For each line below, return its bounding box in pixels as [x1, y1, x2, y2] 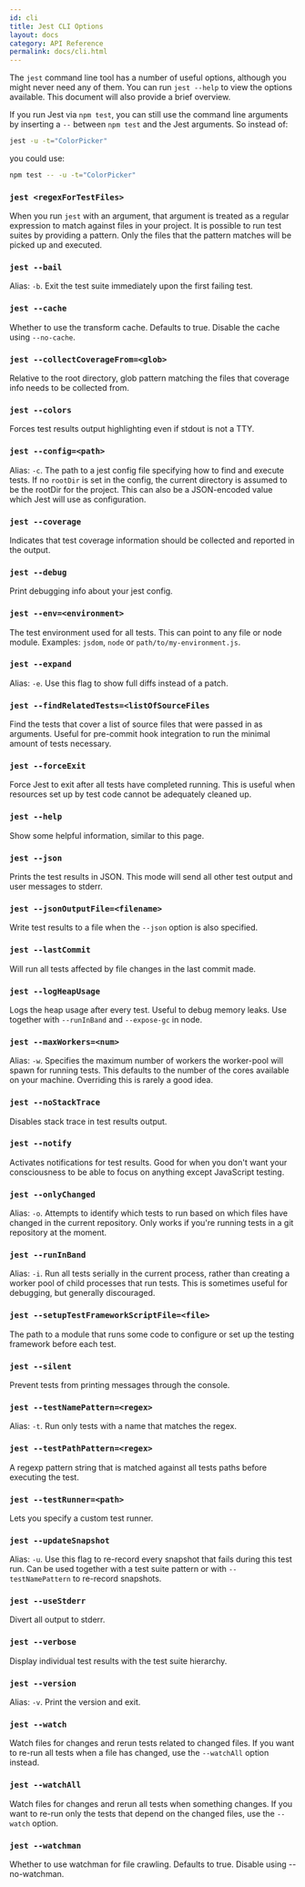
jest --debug [9, 566, 67, 577]
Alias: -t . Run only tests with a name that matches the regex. [9, 1421, 237, 1432]
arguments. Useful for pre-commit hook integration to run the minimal [9, 729, 271, 739]
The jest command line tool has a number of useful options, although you [9, 72, 287, 83]
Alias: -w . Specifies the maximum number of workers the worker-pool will [9, 1056, 284, 1066]
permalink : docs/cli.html [9, 47, 107, 56]
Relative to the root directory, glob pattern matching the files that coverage [9, 372, 290, 383]
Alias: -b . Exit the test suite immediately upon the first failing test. [9, 280, 253, 291]
